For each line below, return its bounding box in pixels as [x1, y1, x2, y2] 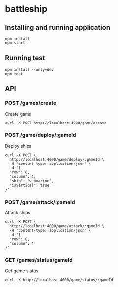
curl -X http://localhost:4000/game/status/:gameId [5, 278, 113, 283]
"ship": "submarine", [9, 178, 54, 183]
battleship [5, 3, 48, 15]
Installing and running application [5, 23, 111, 32]
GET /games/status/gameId [5, 257, 73, 264]
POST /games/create [5, 100, 57, 107]
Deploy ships [5, 143, 32, 149]
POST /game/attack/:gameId [5, 199, 75, 205]
